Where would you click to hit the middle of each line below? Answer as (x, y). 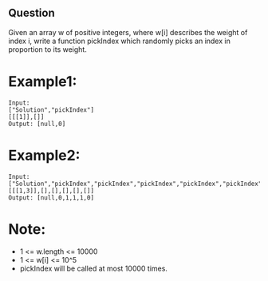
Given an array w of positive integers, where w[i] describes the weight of (128, 32)
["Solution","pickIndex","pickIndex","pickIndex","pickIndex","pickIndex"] (137, 184)
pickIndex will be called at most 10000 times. (93, 268)
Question (32, 13)
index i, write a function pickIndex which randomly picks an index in (120, 41)
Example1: (43, 81)
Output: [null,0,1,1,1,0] (51, 198)
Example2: (44, 155)
